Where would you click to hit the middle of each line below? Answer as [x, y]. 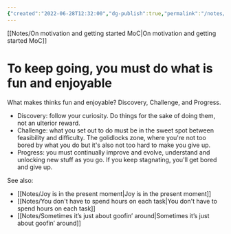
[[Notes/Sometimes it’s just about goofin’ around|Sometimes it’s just [113, 215]
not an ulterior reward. [48, 123]
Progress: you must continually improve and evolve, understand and [113, 152]
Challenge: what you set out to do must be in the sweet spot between [115, 130]
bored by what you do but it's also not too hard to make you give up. [114, 145]
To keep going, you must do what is [110, 68]
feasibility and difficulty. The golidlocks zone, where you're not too [111, 137]
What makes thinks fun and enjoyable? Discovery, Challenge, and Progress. [114, 102]
